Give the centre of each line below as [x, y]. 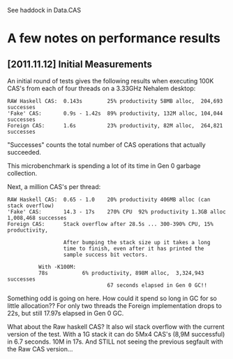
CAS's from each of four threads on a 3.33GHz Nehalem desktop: [102, 88]
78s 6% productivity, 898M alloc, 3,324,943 [121, 273]
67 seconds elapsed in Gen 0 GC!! [157, 286]
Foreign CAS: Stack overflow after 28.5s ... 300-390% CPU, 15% [111, 224]
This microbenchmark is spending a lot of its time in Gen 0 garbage [104, 166]
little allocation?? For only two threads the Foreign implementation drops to [114, 306]
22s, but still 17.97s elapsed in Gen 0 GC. [66, 313]
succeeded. [24, 152]
